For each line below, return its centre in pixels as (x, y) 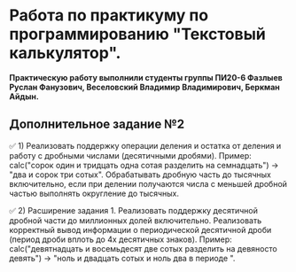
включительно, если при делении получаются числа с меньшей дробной (148, 183)
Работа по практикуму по (109, 16)
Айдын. (24, 96)
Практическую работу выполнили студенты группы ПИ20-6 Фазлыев (146, 77)
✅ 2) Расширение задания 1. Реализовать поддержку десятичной (134, 210)
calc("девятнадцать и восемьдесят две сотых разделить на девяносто (143, 248)
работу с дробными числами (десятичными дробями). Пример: (131, 155)
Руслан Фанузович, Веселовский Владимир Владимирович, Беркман (145, 87)
